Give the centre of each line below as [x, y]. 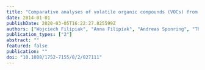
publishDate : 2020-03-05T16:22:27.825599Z [61, 23]
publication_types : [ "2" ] [39, 35]
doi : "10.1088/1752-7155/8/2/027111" [54, 57]
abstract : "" [23, 40]
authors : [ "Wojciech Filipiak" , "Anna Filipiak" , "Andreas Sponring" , [98, 29]
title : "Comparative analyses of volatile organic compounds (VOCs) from [102, 12]
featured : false [27, 46]
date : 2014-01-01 [28, 18]
